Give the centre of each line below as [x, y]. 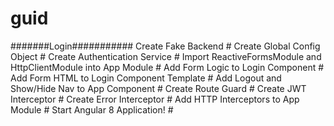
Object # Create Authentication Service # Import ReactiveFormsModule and [166, 56]
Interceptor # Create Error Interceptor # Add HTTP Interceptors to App [155, 99]
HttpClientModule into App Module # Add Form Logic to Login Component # [167, 67]
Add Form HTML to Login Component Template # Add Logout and [146, 78]
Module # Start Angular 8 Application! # [92, 109]
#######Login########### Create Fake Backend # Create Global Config [165, 46]
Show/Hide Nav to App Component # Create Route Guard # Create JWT [158, 88]
